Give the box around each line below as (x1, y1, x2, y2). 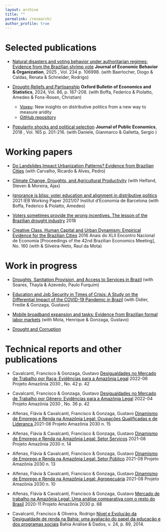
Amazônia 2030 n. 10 (12, 481, 56, 487)
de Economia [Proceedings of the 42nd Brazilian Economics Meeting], (12, 238, 156, 244)
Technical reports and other (5, 343, 122, 355)
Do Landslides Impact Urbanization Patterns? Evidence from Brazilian (12, 163, 154, 169)
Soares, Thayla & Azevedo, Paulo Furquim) (12, 282, 100, 288)
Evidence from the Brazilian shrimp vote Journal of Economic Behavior (12, 64, 158, 70)
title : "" (5, 12, 26, 17)
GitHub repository (19, 114, 56, 120)
